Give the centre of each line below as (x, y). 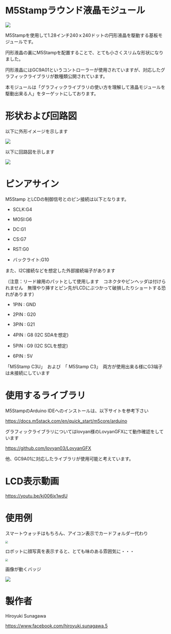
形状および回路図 (41, 116)
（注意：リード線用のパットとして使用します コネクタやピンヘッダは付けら (86, 281)
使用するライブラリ (46, 395)
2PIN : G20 (24, 314)
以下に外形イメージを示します (36, 131)
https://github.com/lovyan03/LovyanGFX (48, 448)
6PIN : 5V (23, 356)
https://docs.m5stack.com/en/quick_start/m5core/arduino (66, 421)
